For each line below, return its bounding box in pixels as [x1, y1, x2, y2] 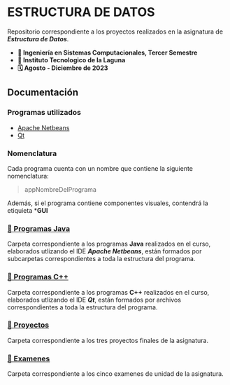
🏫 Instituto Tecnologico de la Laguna [17, 55, 126, 64]
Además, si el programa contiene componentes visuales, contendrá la [7, 199, 208, 207]
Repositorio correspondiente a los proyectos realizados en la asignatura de [7, 27, 224, 36]
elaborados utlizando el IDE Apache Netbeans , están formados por [7, 247, 202, 255]
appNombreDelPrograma [24, 185, 96, 193]
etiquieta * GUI [7, 206, 48, 214]
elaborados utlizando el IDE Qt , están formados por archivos [7, 295, 182, 304]
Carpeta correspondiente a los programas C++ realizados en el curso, [7, 288, 210, 296]
